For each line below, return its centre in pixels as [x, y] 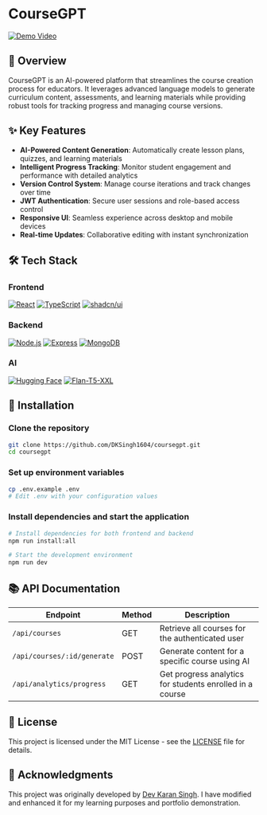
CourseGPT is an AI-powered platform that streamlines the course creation [131, 80]
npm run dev [28, 562]
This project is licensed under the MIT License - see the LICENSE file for [126, 741]
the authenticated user [202, 638]
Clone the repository [49, 429]
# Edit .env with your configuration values [83, 496]
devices [33, 226]
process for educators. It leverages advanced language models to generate [132, 88]
